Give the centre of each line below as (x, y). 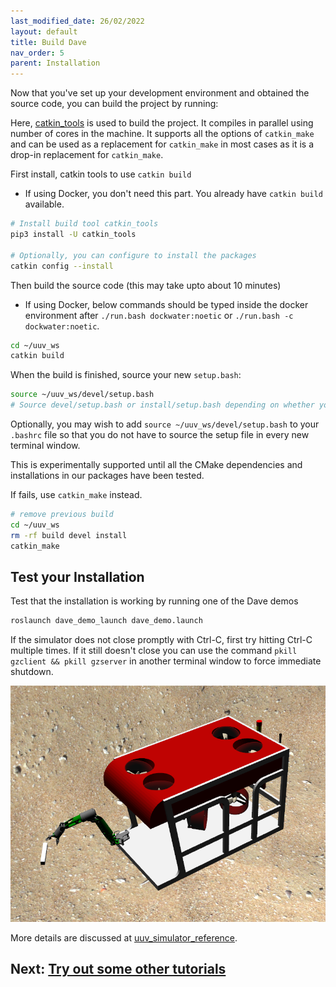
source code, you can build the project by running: (114, 104)
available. (44, 204)
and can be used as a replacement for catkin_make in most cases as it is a (162, 144)
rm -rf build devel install (69, 535)
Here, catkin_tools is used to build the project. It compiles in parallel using (162, 123)
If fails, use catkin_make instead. (76, 494)
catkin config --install (62, 266)
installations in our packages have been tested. (107, 475)
